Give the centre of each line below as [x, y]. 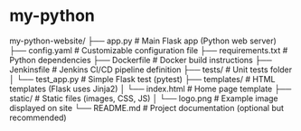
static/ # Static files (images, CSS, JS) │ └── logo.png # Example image [144, 98]
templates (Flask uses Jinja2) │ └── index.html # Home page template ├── [150, 89]
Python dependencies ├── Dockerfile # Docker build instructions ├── [141, 60]
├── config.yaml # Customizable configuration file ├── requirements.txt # [149, 50]
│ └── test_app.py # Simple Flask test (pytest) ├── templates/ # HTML [142, 79]
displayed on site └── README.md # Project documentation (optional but [147, 108]
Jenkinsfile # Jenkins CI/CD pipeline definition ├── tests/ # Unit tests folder [151, 70]
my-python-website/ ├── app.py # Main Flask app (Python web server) [143, 41]
